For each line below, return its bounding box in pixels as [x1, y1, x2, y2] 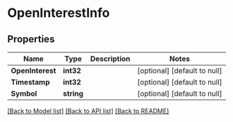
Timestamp [11, 78, 51, 87]
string [63, 89, 83, 98]
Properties [7, 33, 55, 45]
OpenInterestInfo [7, 5, 110, 21]
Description [90, 54, 131, 63]
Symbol [11, 89, 37, 98]
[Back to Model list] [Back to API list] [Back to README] [7, 107, 169, 115]
